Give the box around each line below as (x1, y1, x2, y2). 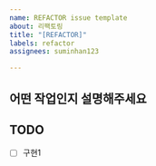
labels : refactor (9, 38, 75, 48)
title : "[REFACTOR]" (9, 30, 88, 39)
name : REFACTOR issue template (9, 13, 128, 23)
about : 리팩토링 (9, 22, 63, 31)
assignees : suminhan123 (9, 47, 100, 56)
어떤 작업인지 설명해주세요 (9, 91, 147, 106)
